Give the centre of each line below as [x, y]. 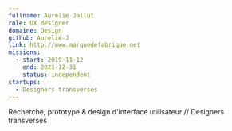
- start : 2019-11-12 [49, 60]
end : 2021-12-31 [50, 67]
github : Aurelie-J [39, 38]
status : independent [57, 75]
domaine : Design [35, 30]
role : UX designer [39, 23]
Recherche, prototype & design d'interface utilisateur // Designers [116, 112]
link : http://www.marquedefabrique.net [75, 45]
